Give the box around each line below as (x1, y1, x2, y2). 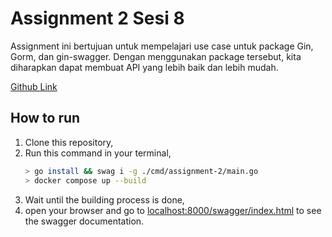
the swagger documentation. (24, 215, 145, 227)
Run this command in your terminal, (24, 147, 172, 159)
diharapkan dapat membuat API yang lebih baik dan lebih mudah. (10, 61, 279, 73)
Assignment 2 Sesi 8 (10, 7, 185, 30)
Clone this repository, (24, 136, 114, 148)
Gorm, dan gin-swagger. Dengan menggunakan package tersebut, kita (10, 50, 302, 62)
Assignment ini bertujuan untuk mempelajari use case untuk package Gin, (10, 40, 314, 52)
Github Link (10, 80, 58, 92)
